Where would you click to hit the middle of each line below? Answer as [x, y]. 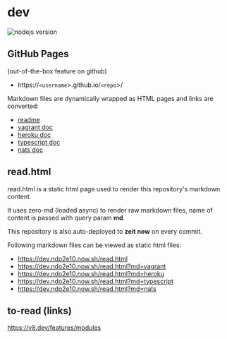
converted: [23, 106]
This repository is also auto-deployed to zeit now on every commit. [105, 231]
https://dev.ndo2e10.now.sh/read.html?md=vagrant [92, 266]
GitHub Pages [38, 54]
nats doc [30, 150]
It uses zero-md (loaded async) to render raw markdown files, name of [110, 210]
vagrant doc [35, 127]
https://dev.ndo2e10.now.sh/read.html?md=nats [87, 289]
